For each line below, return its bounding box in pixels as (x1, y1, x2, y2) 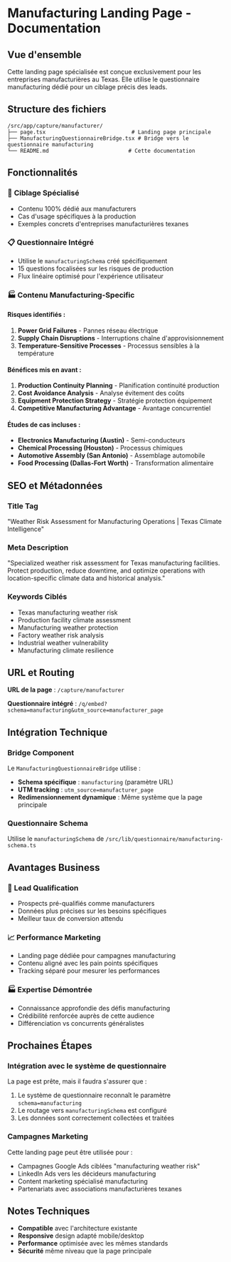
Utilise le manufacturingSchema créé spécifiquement (17, 256, 168, 265)
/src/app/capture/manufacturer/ (7, 122, 103, 129)
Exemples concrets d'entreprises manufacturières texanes (17, 219, 189, 228)
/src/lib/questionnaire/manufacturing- (105, 836, 224, 843)
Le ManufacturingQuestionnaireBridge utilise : (7, 764, 141, 772)
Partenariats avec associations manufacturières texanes (17, 1184, 183, 1193)
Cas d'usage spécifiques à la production (17, 212, 136, 221)
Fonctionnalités (7, 166, 78, 179)
